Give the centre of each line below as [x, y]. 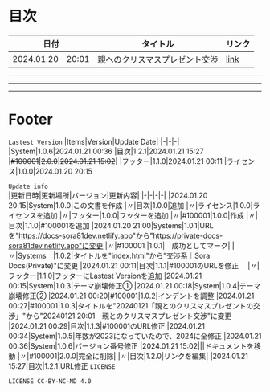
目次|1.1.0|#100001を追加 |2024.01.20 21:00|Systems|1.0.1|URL [111, 225]
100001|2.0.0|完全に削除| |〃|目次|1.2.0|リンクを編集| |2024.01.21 [141, 356]
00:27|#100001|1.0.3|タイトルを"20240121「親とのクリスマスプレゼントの [131, 305]
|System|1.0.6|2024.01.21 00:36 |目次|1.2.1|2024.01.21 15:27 [106, 151]
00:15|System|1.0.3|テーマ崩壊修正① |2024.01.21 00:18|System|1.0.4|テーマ [135, 285]
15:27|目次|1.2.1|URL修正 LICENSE [62, 365]
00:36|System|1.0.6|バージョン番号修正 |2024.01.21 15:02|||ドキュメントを [131, 345]
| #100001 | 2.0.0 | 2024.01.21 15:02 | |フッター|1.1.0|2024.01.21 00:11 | [118, 161]
